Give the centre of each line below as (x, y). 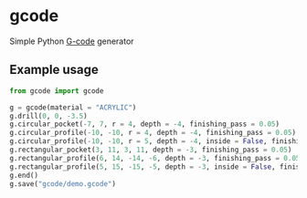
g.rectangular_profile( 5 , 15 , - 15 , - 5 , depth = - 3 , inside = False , (143, 167)
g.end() (24, 175)
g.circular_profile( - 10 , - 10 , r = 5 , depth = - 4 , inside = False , (138, 141)
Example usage (54, 70)
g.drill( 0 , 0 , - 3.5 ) (49, 116)
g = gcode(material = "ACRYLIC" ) (73, 107)
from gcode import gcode (57, 91)
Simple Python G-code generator (72, 41)
